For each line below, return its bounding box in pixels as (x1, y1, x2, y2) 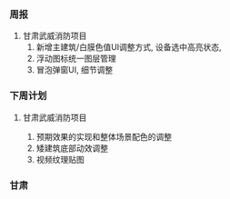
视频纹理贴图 (35, 154, 85, 164)
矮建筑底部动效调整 (35, 143, 109, 154)
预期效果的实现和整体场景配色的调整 (35, 131, 173, 142)
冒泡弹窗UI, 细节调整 (35, 65, 114, 75)
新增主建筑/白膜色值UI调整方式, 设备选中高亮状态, (35, 42, 222, 53)
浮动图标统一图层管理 (35, 53, 116, 65)
